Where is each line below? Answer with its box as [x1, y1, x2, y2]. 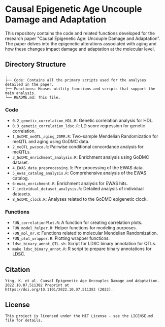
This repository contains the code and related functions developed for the [5, 30, 155, 36]
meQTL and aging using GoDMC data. [12, 139, 90, 145]
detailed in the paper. [5, 82, 54, 87]
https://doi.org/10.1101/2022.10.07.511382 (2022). [5, 287, 113, 292]
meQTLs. [12, 149, 31, 155]
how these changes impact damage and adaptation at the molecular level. [5, 46, 155, 52]
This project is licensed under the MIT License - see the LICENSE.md [5, 313, 153, 319]
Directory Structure [5, 60, 66, 69]
